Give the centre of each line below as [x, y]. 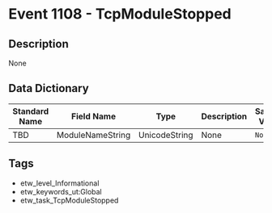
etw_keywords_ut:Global [61, 191]
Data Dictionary [49, 88]
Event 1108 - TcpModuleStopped [120, 14]
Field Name [93, 116]
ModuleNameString [93, 135]
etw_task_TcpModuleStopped [69, 200]
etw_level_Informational [59, 183]
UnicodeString [166, 135]
